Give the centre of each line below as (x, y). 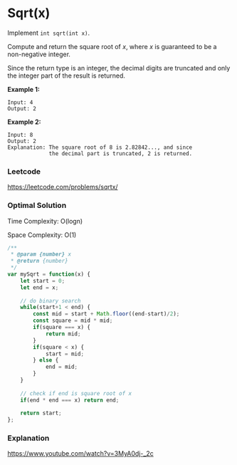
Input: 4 (20, 102)
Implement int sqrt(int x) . (49, 33)
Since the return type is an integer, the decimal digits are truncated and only (119, 68)
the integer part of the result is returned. (67, 75)
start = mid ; (64, 354)
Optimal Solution (37, 206)
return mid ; (63, 334)
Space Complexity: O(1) (42, 235)
